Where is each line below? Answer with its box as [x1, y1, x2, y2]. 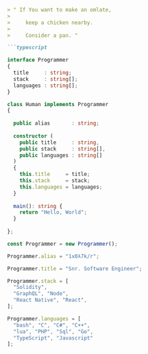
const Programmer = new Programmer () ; [7, 240, 118, 247]
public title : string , [19, 139, 99, 146]
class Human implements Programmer [7, 101, 109, 108]
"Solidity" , [13, 284, 48, 291]
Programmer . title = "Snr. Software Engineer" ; [7, 265, 143, 272]
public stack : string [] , [19, 145, 106, 152]
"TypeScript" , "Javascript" [13, 334, 94, 342]
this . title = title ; [19, 171, 90, 178]
